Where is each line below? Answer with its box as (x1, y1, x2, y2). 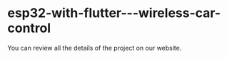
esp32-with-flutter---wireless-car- (7, 5, 221, 21)
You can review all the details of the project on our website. (7, 43, 182, 52)
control (7, 20, 51, 36)
